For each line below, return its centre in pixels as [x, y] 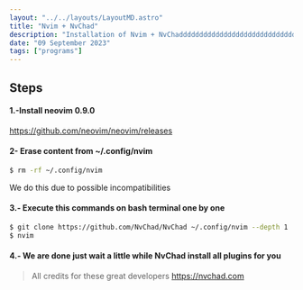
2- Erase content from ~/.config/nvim [81, 151]
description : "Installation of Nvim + [82, 34]
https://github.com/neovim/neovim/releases [91, 131]
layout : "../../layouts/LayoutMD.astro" [87, 18]
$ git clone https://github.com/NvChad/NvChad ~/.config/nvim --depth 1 [149, 227]
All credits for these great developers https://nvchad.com [138, 276]
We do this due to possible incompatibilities [90, 187]
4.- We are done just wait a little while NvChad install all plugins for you [145, 256]
